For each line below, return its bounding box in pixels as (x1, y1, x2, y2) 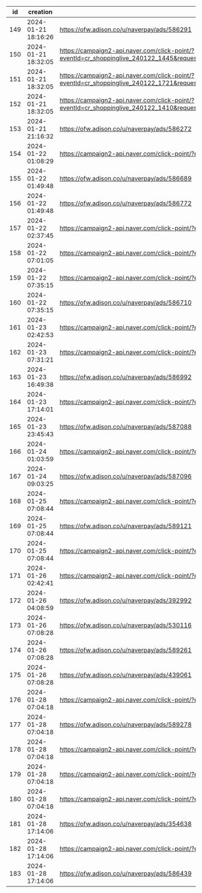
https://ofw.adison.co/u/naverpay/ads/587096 (59, 472, 192, 480)
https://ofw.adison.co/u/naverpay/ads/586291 (59, 25, 192, 34)
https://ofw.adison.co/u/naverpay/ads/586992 (59, 373, 192, 381)
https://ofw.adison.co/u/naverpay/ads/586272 (59, 125, 192, 133)
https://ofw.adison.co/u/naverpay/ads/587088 (59, 422, 192, 431)
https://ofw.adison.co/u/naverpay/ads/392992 (59, 596, 192, 604)
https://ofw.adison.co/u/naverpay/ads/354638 (59, 820, 192, 828)
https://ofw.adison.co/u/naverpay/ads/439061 (59, 671, 192, 679)
